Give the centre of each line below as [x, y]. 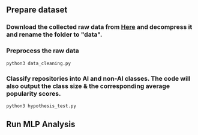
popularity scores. [34, 93]
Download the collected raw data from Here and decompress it [99, 27]
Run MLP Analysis [41, 124]
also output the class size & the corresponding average [88, 86]
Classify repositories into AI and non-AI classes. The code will [98, 78]
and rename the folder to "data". [54, 34]
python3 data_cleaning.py [38, 63]
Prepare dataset [37, 10]
